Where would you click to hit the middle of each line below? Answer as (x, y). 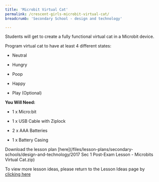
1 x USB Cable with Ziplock (39, 121)
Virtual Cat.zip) (20, 160)
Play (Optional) (27, 93)
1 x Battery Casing (30, 140)
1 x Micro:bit (24, 112)
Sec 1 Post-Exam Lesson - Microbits (117, 155)
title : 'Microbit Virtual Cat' (37, 9)
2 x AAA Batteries (30, 131)
